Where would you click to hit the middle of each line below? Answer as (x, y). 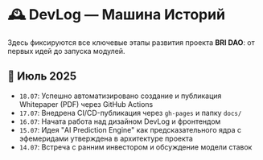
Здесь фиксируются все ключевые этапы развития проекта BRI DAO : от (131, 42)
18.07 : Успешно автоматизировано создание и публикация (120, 96)
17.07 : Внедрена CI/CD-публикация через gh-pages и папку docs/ (130, 113)
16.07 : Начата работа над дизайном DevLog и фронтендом (120, 121)
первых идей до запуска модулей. (66, 51)
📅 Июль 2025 (42, 76)
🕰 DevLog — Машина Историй (117, 15)
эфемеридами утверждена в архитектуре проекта (106, 138)
